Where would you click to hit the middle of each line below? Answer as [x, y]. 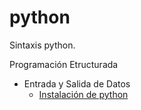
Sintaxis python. [42, 45]
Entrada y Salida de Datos [77, 83]
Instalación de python [83, 94]
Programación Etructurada [64, 64]
